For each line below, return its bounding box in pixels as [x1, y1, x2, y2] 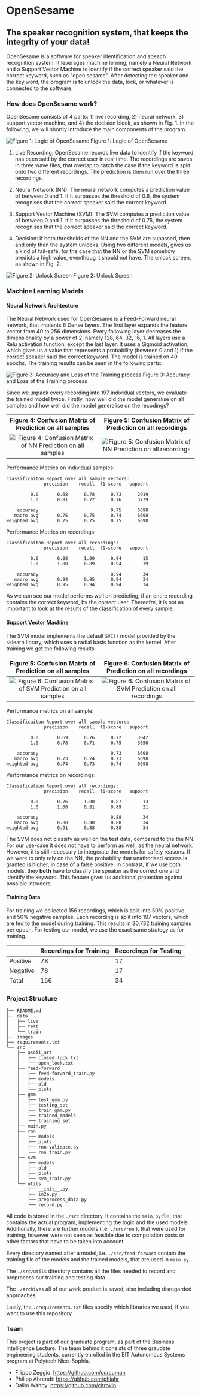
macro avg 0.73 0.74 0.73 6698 [14, 755, 148, 761]
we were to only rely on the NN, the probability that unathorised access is [6, 854, 187, 861]
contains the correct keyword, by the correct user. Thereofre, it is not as [6, 599, 184, 606]
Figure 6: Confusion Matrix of [103, 659, 190, 667]
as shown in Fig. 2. [14, 260, 62, 267]
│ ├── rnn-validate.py [17, 1144, 79, 1150]
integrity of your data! [6, 37, 90, 47]
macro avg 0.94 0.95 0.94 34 [14, 577, 148, 583]
